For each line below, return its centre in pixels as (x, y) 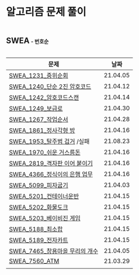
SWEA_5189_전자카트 (39, 240)
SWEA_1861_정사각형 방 (42, 130)
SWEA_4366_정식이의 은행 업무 (51, 174)
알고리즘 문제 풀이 (46, 12)
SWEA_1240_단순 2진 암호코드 (50, 87)
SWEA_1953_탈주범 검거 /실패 (49, 141)
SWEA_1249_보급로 (36, 108)
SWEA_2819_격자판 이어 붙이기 (51, 163)
